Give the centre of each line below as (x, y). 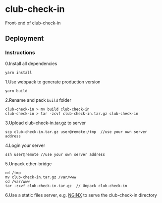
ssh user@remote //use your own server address (55, 154)
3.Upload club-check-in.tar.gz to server (45, 123)
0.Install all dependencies (31, 64)
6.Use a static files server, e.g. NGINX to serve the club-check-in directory (81, 195)
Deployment (25, 38)
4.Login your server (25, 145)
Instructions (20, 53)
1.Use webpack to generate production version (53, 82)
